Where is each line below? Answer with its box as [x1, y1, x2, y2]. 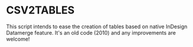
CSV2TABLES [6, 4, 75, 17]
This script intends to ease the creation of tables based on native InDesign [6, 23, 188, 30]
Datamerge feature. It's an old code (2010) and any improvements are [6, 29, 176, 36]
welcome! [6, 35, 30, 42]
